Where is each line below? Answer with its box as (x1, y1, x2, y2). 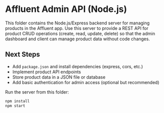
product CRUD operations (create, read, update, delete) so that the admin (5, 30, 155, 36)
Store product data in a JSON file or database (12, 74, 106, 80)
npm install (5, 99, 30, 104)
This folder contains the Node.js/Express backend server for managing (5, 20, 150, 26)
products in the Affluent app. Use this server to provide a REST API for (5, 25, 149, 31)
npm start (5, 103, 26, 108)
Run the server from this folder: (5, 89, 69, 95)
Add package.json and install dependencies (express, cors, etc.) (12, 63, 143, 69)
